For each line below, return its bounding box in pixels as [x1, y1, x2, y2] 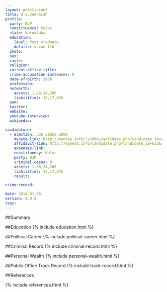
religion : [9, 63, 30, 68]
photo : [9, 49, 23, 54]
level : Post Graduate [14, 40, 59, 45]
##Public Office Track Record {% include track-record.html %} [5, 262, 134, 269]
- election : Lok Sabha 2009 [9, 132, 68, 137]
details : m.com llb [14, 44, 55, 49]
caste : [9, 58, 23, 63]
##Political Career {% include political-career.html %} [5, 233, 115, 239]
